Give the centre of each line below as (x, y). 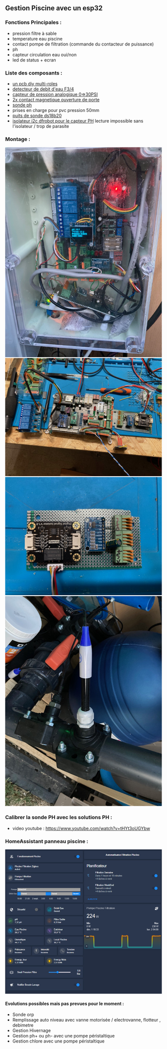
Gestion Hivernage (32, 1031)
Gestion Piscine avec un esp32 (54, 8)
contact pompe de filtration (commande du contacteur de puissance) (83, 44)
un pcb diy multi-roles (35, 83)
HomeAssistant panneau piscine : (47, 841)
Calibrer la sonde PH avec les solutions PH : (59, 818)
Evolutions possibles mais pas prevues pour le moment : (65, 1004)
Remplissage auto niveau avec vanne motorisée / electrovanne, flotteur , (86, 1020)
